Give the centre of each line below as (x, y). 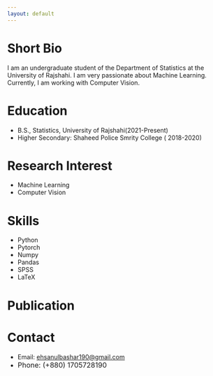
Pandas (28, 262)
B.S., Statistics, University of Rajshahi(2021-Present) (93, 130)
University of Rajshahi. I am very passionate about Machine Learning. (107, 75)
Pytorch (29, 247)
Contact (31, 337)
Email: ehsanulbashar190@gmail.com (71, 356)
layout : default (31, 14)
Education (37, 111)
